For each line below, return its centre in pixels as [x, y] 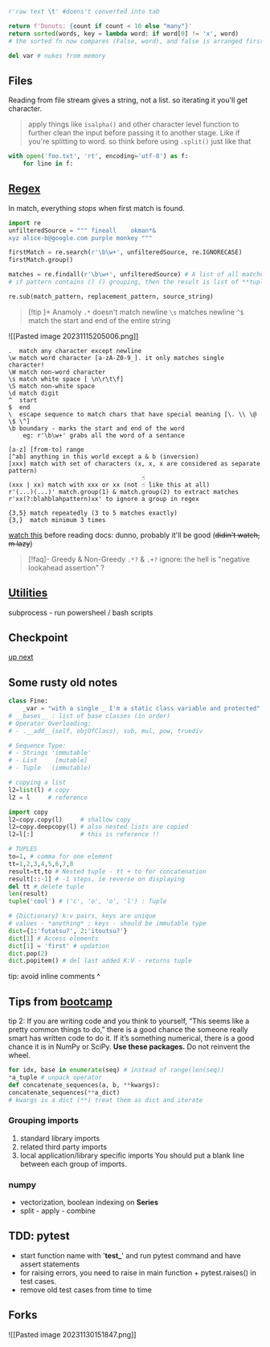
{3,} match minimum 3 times [57, 520]
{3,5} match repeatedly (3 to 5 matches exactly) [93, 513]
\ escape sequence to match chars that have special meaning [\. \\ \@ [133, 414]
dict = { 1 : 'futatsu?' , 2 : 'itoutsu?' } [68, 930]
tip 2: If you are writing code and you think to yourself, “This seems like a [129, 1021]
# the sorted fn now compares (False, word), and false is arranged [125, 41]
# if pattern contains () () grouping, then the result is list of [124, 282]
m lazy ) [21, 543]
